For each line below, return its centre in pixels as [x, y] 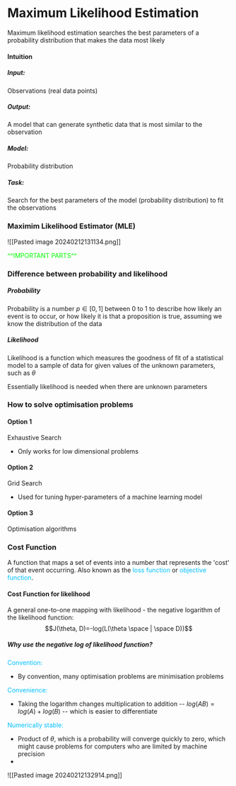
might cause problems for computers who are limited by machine [112, 746]
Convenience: [28, 690]
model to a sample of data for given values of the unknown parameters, [111, 365]
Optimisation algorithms [42, 529]
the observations [32, 208]
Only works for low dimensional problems [78, 451]
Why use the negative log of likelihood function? [80, 645]
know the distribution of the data [55, 323]
